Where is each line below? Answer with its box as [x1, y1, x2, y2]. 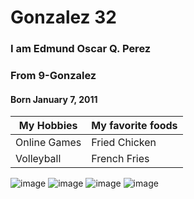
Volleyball [15, 152, 62, 166]
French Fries [91, 152, 150, 166]
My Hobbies [18, 119, 78, 133]
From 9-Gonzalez [10, 69, 97, 83]
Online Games [15, 136, 82, 150]
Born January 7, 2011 [10, 93, 98, 105]
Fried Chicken [91, 136, 157, 150]
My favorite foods [91, 119, 178, 133]
